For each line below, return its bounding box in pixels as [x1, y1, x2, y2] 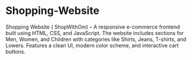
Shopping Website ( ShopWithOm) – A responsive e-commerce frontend [5, 23, 180, 30]
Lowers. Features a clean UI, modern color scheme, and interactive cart [5, 42, 179, 49]
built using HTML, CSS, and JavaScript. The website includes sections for [5, 29, 184, 36]
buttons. [5, 48, 26, 55]
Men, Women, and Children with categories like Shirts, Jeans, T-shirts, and [5, 36, 187, 43]
